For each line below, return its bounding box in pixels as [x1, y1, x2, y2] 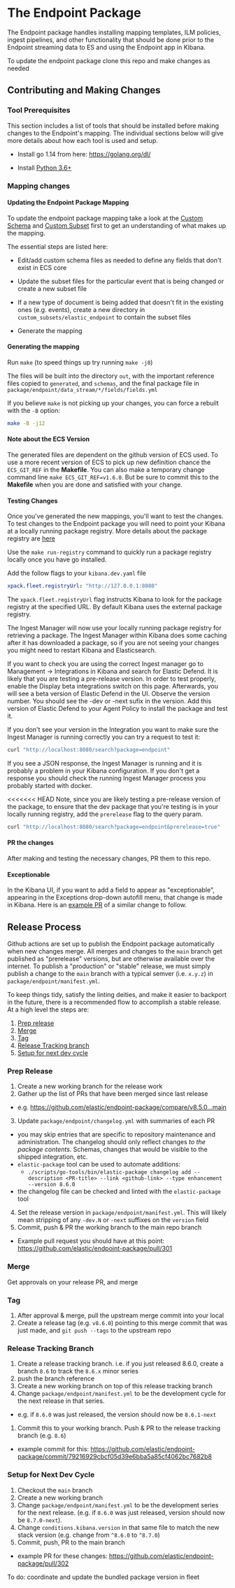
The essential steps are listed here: [7, 242, 108, 250]
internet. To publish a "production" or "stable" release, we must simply [7, 962, 211, 970]
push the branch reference [17, 1374, 95, 1383]
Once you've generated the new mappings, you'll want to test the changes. [7, 512, 224, 520]
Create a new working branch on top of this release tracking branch [17, 1382, 213, 1390]
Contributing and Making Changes [7, 84, 161, 96]
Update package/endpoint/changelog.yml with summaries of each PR [17, 1117, 215, 1125]
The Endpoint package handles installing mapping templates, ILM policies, [7, 28, 222, 36]
